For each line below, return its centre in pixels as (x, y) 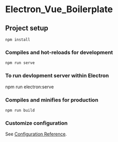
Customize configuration (37, 123)
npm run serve (20, 63)
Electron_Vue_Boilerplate (59, 9)
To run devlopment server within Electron (57, 76)
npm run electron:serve (29, 87)
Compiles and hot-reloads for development (59, 52)
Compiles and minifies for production (52, 100)
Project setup (27, 28)
